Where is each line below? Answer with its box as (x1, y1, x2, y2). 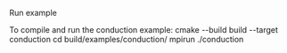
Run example (9, 8, 58, 18)
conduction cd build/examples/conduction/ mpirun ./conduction (9, 34, 244, 44)
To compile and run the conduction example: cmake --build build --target (9, 25, 279, 34)
